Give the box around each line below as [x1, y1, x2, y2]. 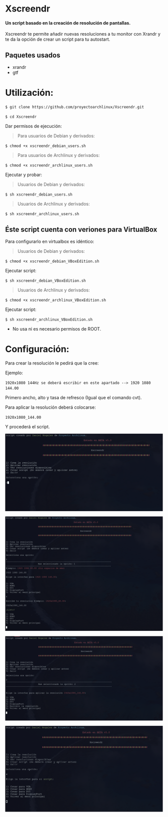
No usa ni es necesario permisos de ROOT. [12, 325, 101, 332]
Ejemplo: [5, 370, 23, 376]
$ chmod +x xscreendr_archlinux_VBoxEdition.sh [5, 297, 106, 302]
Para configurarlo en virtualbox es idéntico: [5, 238, 94, 244]
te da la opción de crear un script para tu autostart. [5, 36, 110, 43]
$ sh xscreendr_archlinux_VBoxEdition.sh [5, 317, 93, 322]
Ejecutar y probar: [5, 172, 42, 178]
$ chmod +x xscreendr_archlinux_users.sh [5, 163, 93, 168]
